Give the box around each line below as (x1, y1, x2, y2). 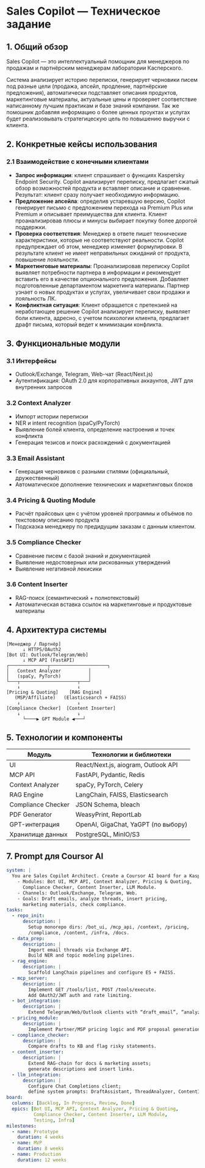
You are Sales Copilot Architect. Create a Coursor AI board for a (12, 873, 187, 879)
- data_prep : (12, 935, 45, 941)
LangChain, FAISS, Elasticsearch (75, 790, 168, 799)
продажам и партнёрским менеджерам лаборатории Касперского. (6, 64, 183, 71)
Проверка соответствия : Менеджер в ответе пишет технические (15, 230, 187, 237)
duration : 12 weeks (17, 1156, 67, 1163)
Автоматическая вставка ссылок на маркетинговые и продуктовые (15, 600, 192, 608)
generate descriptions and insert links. (28, 1066, 135, 1072)
